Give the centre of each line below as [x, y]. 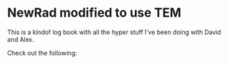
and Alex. [21, 39]
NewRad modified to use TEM [95, 13]
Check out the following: [42, 53]
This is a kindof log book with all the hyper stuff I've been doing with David [114, 32]
